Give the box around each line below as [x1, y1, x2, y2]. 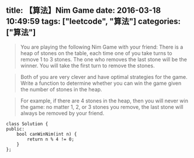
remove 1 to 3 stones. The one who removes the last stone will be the [20, 56, 187, 63]
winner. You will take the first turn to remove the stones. [20, 62, 155, 69]
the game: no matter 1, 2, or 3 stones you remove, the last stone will [20, 103, 183, 110]
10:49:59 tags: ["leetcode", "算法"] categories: [6, 16, 181, 26]
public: [6, 126, 25, 132]
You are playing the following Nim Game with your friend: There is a [20, 43, 183, 50]
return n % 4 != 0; [27, 136, 75, 142]
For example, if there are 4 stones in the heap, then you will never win [20, 97, 189, 104]
